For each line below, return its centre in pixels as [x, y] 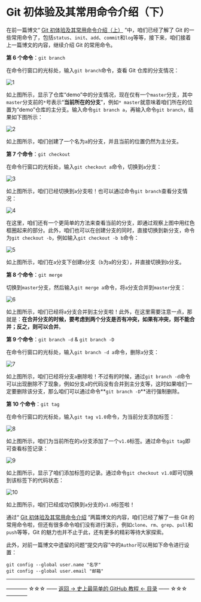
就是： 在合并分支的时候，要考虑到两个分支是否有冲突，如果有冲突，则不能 [98, 319]
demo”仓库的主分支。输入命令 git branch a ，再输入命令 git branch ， [103, 109]
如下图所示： [27, 117]
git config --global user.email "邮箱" [55, 571]
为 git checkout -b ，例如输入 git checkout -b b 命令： [73, 237]
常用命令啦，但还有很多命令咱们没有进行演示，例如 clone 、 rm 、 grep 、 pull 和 [100, 524]
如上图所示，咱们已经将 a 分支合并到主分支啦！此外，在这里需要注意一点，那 [99, 311]
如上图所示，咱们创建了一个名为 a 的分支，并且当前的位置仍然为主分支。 [94, 141]
